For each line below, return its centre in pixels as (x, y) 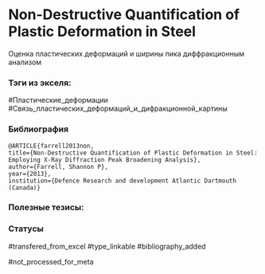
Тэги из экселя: (40, 83)
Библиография (39, 129)
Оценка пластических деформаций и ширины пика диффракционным (127, 53)
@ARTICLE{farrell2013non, (51, 146)
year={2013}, (30, 174)
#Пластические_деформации (58, 100)
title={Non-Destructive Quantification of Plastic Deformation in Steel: (133, 153)
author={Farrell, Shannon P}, (58, 166)
